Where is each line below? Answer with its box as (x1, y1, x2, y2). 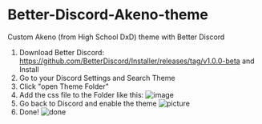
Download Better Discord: (18, 47, 105, 57)
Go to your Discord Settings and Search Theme (18, 73, 175, 82)
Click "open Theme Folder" (18, 82, 109, 91)
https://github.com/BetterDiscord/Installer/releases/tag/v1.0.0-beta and (18, 56, 255, 66)
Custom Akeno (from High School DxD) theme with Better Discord (7, 32, 225, 42)
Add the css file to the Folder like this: (18, 90, 144, 99)
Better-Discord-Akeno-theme (7, 6, 209, 24)
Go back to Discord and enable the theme (18, 98, 157, 108)
